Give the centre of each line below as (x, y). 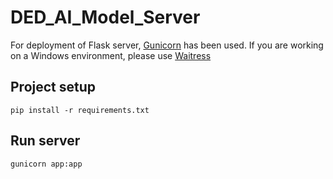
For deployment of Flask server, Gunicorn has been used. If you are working (167, 45)
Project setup (53, 87)
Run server (45, 141)
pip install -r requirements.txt (80, 110)
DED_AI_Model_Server (105, 17)
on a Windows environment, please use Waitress (111, 55)
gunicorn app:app (46, 164)
